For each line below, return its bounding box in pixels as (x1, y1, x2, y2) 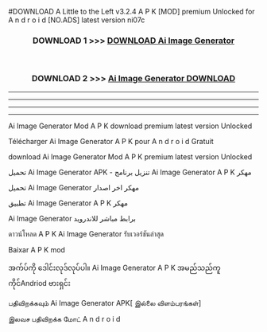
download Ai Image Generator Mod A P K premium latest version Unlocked (8, 151, 253, 162)
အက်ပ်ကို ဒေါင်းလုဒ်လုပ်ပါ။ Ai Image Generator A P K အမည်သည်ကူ (8, 263, 221, 272)
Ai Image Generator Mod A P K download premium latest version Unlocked (8, 121, 253, 131)
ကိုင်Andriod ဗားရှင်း (8, 278, 72, 287)
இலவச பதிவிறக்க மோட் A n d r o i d (8, 314, 121, 323)
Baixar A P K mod (8, 244, 66, 254)
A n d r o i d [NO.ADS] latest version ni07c (8, 15, 145, 25)
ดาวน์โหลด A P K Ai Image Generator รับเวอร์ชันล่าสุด (8, 228, 164, 238)
